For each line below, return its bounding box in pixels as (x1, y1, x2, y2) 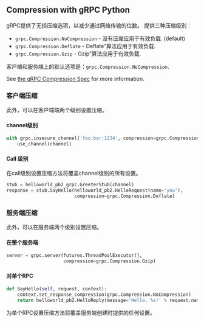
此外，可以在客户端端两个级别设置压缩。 (6, 107, 107, 114)
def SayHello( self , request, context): (6, 286, 107, 292)
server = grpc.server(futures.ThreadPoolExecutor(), (6, 253, 143, 259)
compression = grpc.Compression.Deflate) (73, 193, 175, 200)
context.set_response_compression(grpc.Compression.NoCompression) (17, 292, 191, 298)
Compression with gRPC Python (6, 5, 131, 15)
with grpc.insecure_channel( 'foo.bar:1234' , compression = (6, 135, 156, 142)
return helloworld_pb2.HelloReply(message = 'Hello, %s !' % (17, 298, 167, 304)
